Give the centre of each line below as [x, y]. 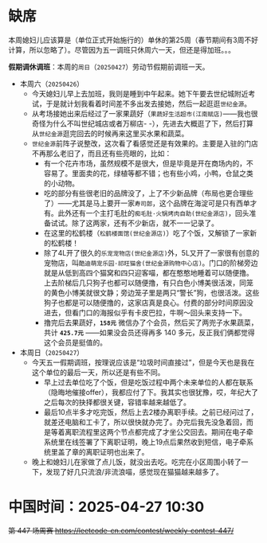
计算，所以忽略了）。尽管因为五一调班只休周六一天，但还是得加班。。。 [122, 49]
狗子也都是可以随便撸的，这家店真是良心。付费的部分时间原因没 [148, 303]
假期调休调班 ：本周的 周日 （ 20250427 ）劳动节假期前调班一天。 [109, 66]
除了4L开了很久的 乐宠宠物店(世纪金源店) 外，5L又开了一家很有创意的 [151, 252]
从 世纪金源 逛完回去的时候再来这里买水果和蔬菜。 [110, 133]
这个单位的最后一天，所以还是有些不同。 [98, 372]
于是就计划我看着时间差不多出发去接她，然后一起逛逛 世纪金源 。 [149, 104]
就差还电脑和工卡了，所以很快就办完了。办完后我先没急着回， [145, 422]
